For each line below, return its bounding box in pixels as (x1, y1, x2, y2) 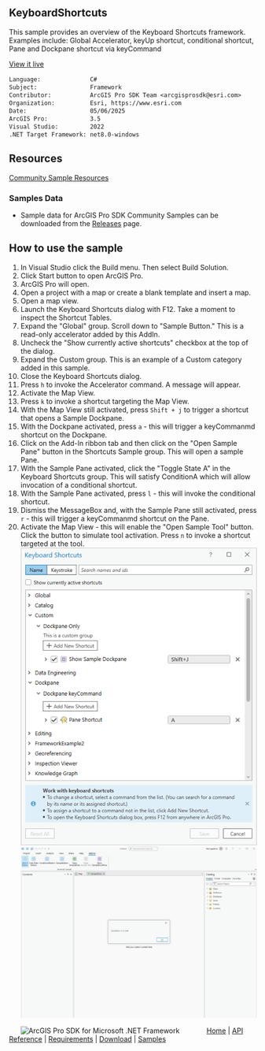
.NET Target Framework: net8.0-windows (9, 130, 140, 139)
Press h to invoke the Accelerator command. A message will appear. (20, 380, 241, 389)
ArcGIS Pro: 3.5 (9, 114, 101, 123)
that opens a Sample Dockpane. (20, 413, 124, 422)
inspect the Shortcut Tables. (20, 313, 112, 322)
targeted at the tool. (20, 539, 85, 548)
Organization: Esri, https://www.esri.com (9, 98, 182, 107)
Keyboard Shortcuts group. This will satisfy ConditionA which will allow (20, 472, 251, 481)
